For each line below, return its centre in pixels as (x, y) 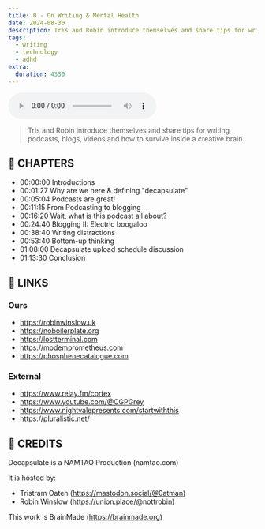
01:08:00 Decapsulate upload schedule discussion (101, 249)
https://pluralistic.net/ (54, 418)
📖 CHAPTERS (41, 164)
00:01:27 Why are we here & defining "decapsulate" (104, 191)
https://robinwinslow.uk (58, 323)
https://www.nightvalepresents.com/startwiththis (99, 411)
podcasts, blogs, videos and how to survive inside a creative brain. (136, 138)
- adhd (26, 60)
